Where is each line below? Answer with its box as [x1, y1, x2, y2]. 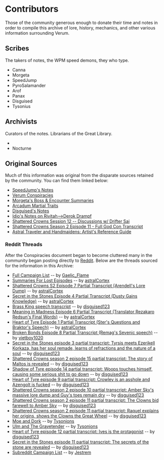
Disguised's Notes [12, 208, 49, 214]
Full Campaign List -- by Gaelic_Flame [12, 272, 89, 278]
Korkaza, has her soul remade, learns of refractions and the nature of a [12, 345, 156, 351]
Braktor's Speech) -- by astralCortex [12, 324, 86, 330]
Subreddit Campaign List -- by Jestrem [12, 449, 92, 455]
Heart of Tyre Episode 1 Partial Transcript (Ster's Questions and [12, 319, 141, 325]
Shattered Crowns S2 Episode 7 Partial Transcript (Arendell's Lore [12, 282, 145, 288]
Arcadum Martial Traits [12, 203, 59, 209]
